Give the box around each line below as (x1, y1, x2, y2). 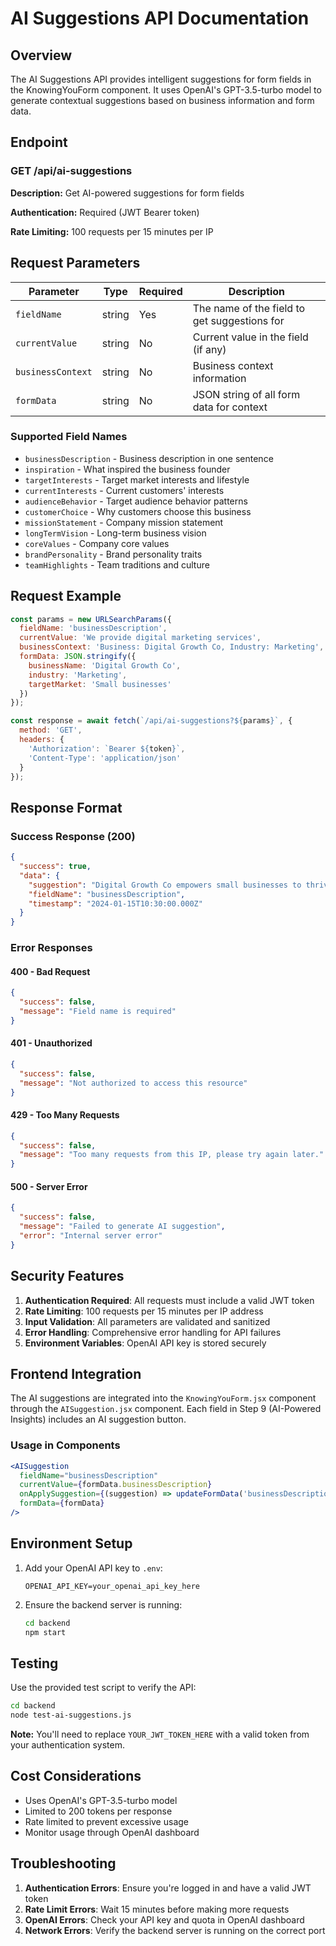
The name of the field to (192, 301, 306, 315)
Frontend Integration (10, 1365, 142, 1382)
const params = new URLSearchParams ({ (10, 614, 172, 624)
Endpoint (10, 134, 68, 151)
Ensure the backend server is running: (24, 1598, 183, 1611)
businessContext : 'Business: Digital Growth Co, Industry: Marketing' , (19, 642, 325, 652)
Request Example (10, 588, 122, 605)
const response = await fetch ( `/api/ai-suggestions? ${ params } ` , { (10, 716, 293, 726)
